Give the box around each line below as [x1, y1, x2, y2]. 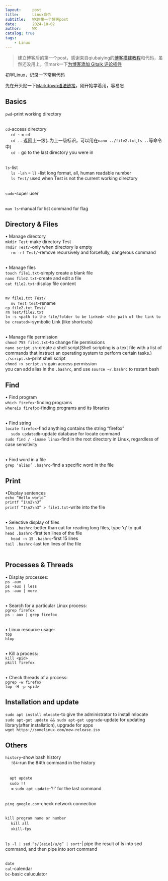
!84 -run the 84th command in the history [11, 760, 96, 766]
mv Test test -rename [11, 300, 56, 306]
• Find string [5, 420, 31, 426]
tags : [5, 36, 17, 41]
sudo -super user [5, 190, 39, 196]
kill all [11, 821, 29, 827]
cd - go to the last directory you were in [11, 149, 94, 155]
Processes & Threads [5, 561, 74, 569]
